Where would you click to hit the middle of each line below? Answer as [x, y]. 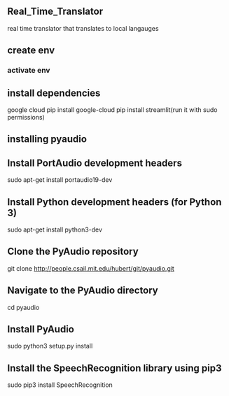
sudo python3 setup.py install [50, 346]
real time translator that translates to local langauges [83, 28]
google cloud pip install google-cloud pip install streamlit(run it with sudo [112, 109]
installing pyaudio [47, 139]
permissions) [26, 117]
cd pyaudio [23, 307]
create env [31, 51]
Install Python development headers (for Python [114, 202]
